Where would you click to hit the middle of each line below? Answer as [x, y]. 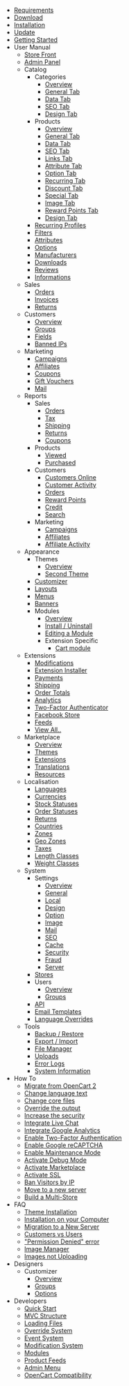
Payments [49, 678]
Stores [44, 974]
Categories [50, 77]
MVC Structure [45, 1316]
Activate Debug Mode [55, 1160]
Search [55, 515]
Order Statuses [56, 811]
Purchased [60, 463]
